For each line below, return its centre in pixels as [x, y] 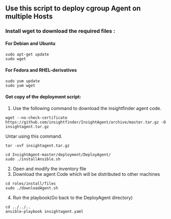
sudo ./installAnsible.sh [33, 159]
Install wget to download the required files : [60, 31]
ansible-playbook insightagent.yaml [44, 211]
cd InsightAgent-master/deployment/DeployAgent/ [58, 154]
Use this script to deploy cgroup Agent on [73, 8]
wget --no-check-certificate [36, 118]
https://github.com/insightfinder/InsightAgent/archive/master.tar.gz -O [86, 122]
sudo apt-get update [27, 54]
